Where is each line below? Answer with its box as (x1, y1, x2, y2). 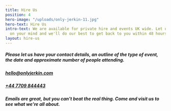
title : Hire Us (5, 7, 38, 13)
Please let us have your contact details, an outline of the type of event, (5, 51, 159, 58)
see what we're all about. (5, 101, 60, 107)
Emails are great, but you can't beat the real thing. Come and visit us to (5, 95, 159, 102)
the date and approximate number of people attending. (5, 57, 125, 63)
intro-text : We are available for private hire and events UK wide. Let (5, 26, 163, 32)
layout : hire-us (5, 36, 40, 41)
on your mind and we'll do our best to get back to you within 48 (10, 31, 154, 36)
